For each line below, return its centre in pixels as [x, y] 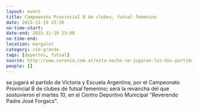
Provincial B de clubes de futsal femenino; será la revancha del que [88, 89]
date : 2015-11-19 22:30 [35, 22]
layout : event [24, 11]
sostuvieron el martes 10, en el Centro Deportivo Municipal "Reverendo [92, 95]
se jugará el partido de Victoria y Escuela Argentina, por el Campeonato [93, 82]
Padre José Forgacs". [32, 101]
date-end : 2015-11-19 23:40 [41, 33]
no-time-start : [25, 28]
